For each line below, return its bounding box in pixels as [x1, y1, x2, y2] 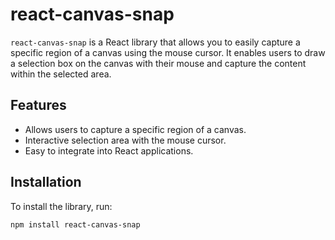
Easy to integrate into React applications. [24, 144, 194, 157]
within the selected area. [10, 68, 112, 80]
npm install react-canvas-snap [10, 219, 141, 230]
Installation [10, 174, 82, 191]
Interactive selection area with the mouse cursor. [24, 134, 227, 146]
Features [10, 97, 67, 114]
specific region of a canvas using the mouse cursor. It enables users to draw [10, 46, 326, 58]
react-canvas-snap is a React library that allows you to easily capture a [10, 36, 301, 48]
